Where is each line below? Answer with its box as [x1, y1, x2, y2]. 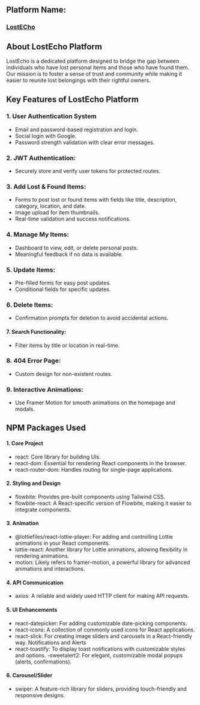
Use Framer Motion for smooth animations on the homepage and [14, 399, 175, 406]
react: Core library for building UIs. [14, 453, 101, 460]
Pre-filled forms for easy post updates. [14, 280, 111, 286]
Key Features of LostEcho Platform [6, 94, 139, 104]
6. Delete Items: [6, 301, 53, 309]
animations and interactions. [14, 565, 85, 572]
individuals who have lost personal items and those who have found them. [6, 64, 190, 71]
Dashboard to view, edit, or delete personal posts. [14, 244, 138, 251]
